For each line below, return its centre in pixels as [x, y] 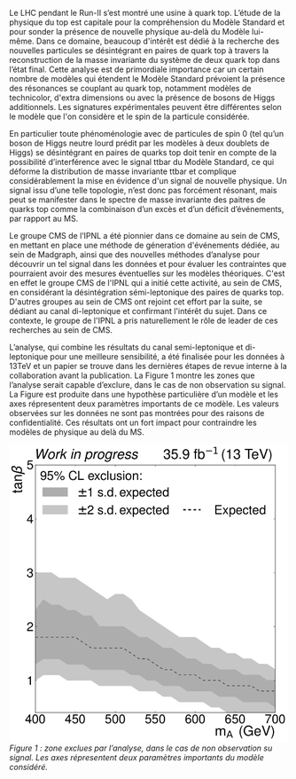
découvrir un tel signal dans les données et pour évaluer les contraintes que [148, 264]
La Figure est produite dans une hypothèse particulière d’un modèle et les [144, 394]
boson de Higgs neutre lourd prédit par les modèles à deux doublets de [140, 143]
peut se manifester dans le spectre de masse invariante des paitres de [137, 200]
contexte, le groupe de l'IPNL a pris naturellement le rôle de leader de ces [144, 320]
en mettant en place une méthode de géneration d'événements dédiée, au [144, 245]
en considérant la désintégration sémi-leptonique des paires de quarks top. [147, 292]
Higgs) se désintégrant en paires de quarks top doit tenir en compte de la [143, 153]
